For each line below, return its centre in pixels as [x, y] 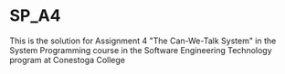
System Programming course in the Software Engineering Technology [141, 50]
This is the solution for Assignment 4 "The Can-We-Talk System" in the [143, 41]
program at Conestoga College [68, 60]
